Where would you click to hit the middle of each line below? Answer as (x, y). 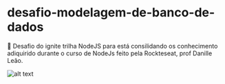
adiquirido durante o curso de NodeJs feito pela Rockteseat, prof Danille (110, 53)
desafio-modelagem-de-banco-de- (111, 13)
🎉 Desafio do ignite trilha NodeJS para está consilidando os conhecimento (112, 46)
